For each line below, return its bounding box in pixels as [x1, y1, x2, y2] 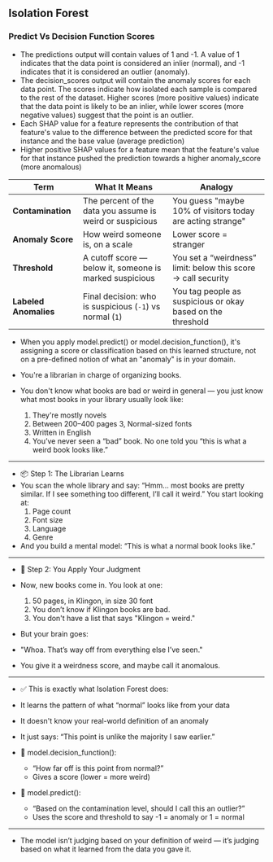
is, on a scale [82, 238, 133, 250]
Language [32, 523, 67, 533]
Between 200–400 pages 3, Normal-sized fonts [32, 418, 193, 428]
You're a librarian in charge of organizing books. [19, 370, 182, 379]
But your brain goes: [19, 628, 89, 638]
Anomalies [12, 305, 55, 317]
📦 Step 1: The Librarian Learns [19, 468, 124, 479]
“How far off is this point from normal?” [32, 763, 164, 772]
